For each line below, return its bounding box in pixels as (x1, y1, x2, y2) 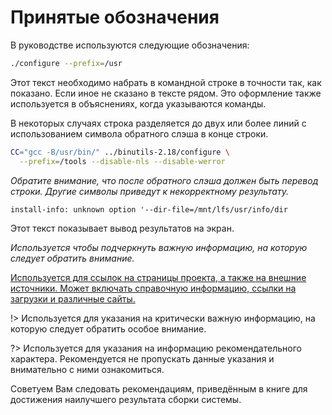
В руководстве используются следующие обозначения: (10, 39, 250, 51)
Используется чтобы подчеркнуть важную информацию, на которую (10, 241, 308, 253)
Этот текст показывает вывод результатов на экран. (10, 222, 235, 234)
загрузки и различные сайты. (10, 292, 136, 305)
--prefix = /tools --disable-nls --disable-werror (19, 156, 226, 166)
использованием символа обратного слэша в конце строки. (10, 127, 269, 140)
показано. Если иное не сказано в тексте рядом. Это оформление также (10, 87, 322, 99)
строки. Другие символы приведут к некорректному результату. (10, 185, 289, 197)
